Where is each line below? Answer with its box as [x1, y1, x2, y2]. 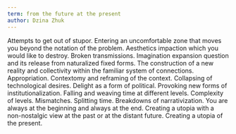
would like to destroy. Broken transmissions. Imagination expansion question [7, 51, 229, 60]
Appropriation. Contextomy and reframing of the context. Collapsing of [7, 73, 213, 82]
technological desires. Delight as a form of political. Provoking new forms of [7, 81, 228, 90]
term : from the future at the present [7, 10, 121, 18]
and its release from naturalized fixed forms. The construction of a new [7, 59, 213, 67]
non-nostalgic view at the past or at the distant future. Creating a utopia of [7, 111, 223, 120]
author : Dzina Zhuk [7, 17, 65, 24]
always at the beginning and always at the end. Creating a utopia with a [7, 104, 215, 112]
